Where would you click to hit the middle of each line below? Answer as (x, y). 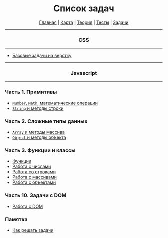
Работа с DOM (28, 206)
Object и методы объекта (39, 137)
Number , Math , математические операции (55, 103)
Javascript (84, 73)
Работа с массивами (35, 177)
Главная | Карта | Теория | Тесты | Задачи (84, 22)
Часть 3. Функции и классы (40, 150)
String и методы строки (38, 108)
